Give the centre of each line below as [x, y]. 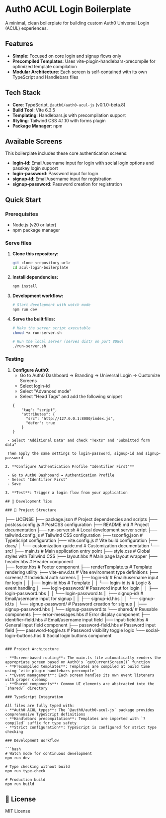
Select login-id [35, 386]
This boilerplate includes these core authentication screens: [66, 153]
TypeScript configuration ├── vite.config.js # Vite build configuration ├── [81, 540]
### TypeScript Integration [34, 697]
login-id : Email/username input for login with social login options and [83, 163]
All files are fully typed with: [40, 706]
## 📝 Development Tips [29, 501]
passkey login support [35, 168]
